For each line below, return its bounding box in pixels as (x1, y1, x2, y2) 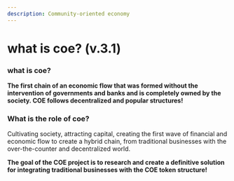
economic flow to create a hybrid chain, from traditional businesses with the (7, 138, 227, 146)
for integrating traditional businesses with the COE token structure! (7, 166, 208, 174)
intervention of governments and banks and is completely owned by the (7, 89, 221, 98)
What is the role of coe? (7, 114, 90, 123)
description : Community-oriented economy (7, 10, 130, 18)
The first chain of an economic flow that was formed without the (7, 81, 198, 90)
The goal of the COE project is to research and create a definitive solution (7, 159, 225, 167)
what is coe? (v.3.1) (7, 40, 121, 56)
